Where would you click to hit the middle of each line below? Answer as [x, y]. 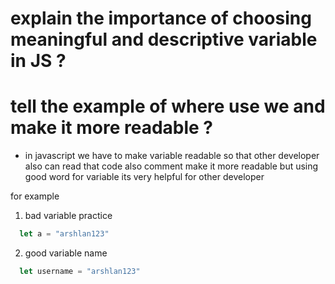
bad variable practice [68, 216]
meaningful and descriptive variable [164, 39]
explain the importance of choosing [161, 18]
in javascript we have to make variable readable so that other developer [172, 156]
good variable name [66, 253]
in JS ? [38, 61]
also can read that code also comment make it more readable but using [171, 166]
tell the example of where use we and [168, 106]
